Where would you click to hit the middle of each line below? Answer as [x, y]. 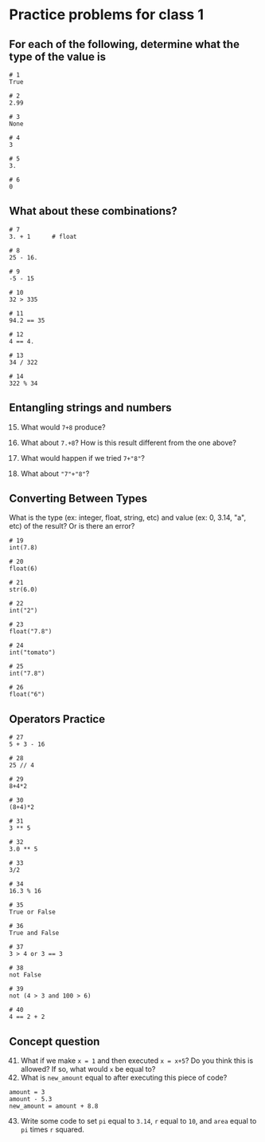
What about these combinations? [93, 211]
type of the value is [58, 56]
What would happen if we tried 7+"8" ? [83, 458]
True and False [34, 933]
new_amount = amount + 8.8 [54, 1106]
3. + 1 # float [43, 236]
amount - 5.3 [31, 1100]
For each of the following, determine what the [124, 44]
